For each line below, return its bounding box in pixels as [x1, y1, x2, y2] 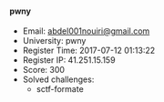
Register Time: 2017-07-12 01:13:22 [22, 45, 156, 56]
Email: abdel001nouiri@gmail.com [22, 25, 150, 36]
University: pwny [22, 36, 87, 46]
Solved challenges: [22, 74, 95, 85]
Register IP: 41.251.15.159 [22, 55, 116, 66]
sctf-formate [36, 84, 84, 95]
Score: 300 [22, 65, 66, 76]
